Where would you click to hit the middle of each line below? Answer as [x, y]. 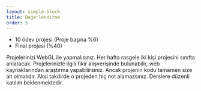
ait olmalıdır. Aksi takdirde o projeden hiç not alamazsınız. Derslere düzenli [98, 76]
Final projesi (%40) [39, 46]
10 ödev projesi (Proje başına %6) [57, 40]
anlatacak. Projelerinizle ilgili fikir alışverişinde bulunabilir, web [83, 64]
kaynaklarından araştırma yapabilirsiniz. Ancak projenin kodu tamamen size [99, 70]
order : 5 [17, 23]
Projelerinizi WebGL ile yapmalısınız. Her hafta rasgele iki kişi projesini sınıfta [100, 58]
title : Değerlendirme [33, 17]
